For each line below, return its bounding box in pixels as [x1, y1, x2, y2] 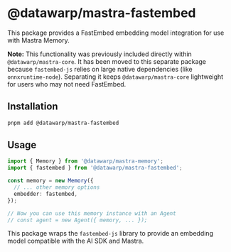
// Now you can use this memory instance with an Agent [7, 209, 176, 217]
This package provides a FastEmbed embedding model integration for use [7, 28, 225, 37]
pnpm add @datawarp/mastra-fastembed [7, 119, 119, 126]
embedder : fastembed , [14, 190, 78, 197]
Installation [7, 101, 58, 113]
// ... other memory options [14, 184, 100, 191]
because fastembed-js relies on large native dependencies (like [7, 65, 193, 73]
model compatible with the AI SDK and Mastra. [7, 236, 144, 246]
